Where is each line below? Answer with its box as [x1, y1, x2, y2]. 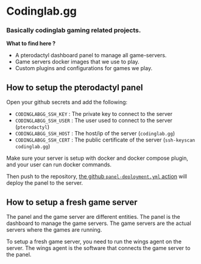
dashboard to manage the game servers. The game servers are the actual [6, 219, 192, 227]
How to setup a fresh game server [6, 197, 138, 207]
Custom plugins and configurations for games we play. [15, 65, 153, 72]
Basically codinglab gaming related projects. [6, 26, 141, 35]
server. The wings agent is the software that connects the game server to [6, 244, 191, 252]
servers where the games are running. [6, 226, 102, 234]
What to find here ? [6, 40, 56, 47]
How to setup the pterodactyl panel [6, 82, 143, 93]
